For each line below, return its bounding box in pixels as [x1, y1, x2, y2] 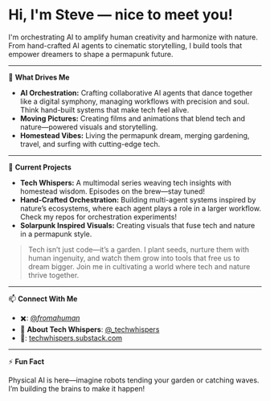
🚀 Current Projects [8, 162, 72, 172]
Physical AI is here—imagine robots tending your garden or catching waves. [8, 375, 260, 385]
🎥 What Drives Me [8, 72, 70, 82]
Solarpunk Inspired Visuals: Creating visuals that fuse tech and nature [19, 220, 256, 230]
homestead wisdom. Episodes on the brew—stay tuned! [19, 186, 205, 196]
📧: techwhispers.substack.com [19, 333, 123, 342]
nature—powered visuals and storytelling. [19, 122, 158, 132]
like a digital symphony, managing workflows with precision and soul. [19, 96, 250, 106]
